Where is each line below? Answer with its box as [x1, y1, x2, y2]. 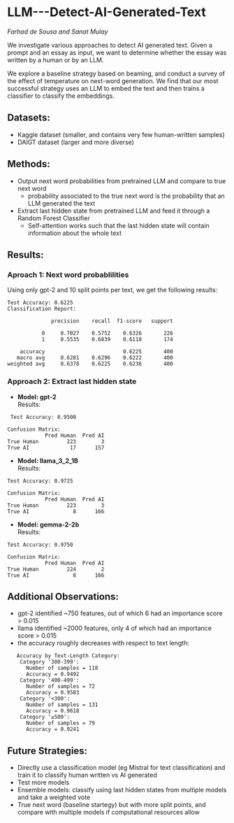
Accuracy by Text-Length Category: [16, 652, 120, 659]
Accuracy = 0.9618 [25, 708, 80, 715]
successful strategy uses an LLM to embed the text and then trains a [7, 84, 205, 92]
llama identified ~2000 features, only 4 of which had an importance [17, 624, 212, 633]
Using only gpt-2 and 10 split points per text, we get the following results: [7, 286, 218, 294]
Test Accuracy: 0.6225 [7, 299, 73, 306]
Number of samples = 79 [25, 720, 96, 727]
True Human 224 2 [7, 566, 105, 573]
